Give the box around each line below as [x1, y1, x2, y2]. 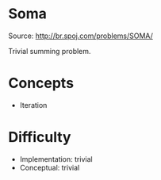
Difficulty [8, 128, 71, 147]
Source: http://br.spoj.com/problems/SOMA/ [8, 31, 153, 40]
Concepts [8, 75, 74, 92]
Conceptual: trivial [19, 163, 80, 172]
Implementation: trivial [19, 154, 93, 163]
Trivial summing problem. [8, 46, 91, 56]
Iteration [19, 100, 48, 109]
